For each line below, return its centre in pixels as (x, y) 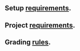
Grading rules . (28, 42)
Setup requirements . (38, 8)
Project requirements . (40, 25)
